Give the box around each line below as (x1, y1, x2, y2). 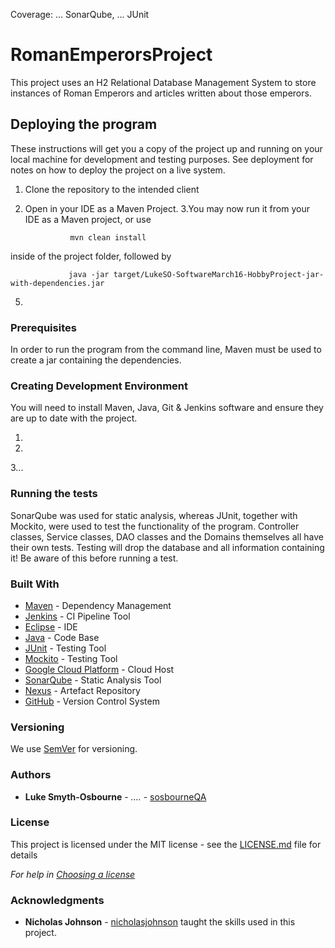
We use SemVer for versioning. (10, 743, 138, 755)
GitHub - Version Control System (24, 695, 160, 707)
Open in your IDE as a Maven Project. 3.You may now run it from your (24, 202, 310, 214)
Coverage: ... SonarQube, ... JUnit (10, 9, 150, 20)
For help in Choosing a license (10, 868, 136, 880)
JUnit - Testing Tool (24, 642, 107, 654)
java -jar (68, 269, 110, 279)
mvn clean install (69, 232, 147, 243)
